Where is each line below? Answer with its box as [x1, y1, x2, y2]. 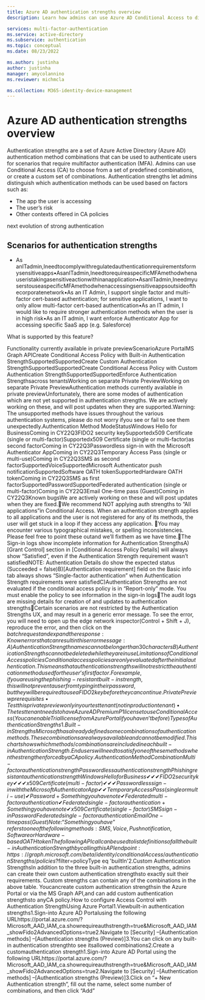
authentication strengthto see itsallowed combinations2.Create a [12, 941, 175, 949]
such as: [7, 186, 29, 193]
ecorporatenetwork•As [15, 289, 74, 296]
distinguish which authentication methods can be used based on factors [7, 179, 188, 187]
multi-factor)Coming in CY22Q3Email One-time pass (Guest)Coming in [7, 488, 184, 495]
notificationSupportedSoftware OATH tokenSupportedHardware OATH [7, 468, 183, 475]
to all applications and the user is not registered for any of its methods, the [7, 513, 193, 521]
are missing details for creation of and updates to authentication [7, 598, 168, 605]
